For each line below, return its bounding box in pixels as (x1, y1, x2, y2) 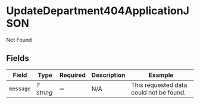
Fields (6, 53, 30, 63)
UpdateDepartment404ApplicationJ (6, 4, 189, 18)
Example (148, 71, 174, 79)
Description (91, 71, 126, 79)
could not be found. (130, 88, 186, 96)
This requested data (130, 81, 187, 89)
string (36, 88, 53, 96)
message (9, 85, 31, 92)
